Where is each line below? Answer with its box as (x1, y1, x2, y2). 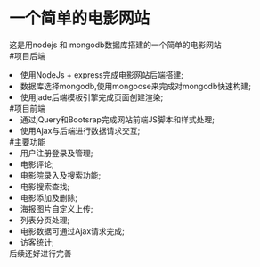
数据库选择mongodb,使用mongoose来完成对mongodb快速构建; (20, 80, 252, 91)
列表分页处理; (20, 214, 70, 225)
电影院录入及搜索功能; (20, 170, 102, 180)
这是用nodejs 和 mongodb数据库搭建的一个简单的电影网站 (9, 39, 223, 50)
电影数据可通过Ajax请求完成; (20, 225, 125, 237)
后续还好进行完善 (9, 247, 72, 259)
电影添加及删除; (20, 192, 78, 203)
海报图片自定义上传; (20, 203, 93, 214)
